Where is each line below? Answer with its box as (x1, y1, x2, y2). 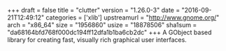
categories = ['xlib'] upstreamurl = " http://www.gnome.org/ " (45, 13, 220, 22)
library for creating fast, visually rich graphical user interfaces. (7, 36, 187, 44)
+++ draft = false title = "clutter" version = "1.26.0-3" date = (7, 6, 181, 14)
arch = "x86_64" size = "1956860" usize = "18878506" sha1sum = (7, 21, 197, 29)
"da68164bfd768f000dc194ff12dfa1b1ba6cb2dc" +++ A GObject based (7, 28, 212, 36)
